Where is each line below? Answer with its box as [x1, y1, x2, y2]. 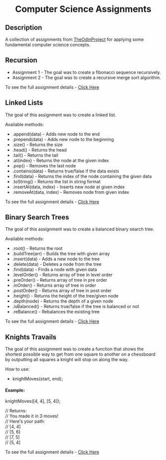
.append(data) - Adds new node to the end [12, 131, 100, 137]
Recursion [5, 56, 38, 65]
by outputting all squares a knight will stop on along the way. [5, 357, 129, 363]
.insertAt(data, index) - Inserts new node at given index [12, 184, 125, 190]
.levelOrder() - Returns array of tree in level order [12, 272, 113, 278]
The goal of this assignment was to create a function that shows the [5, 346, 144, 352]
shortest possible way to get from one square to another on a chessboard [5, 351, 156, 357]
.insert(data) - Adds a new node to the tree [12, 256, 100, 262]
